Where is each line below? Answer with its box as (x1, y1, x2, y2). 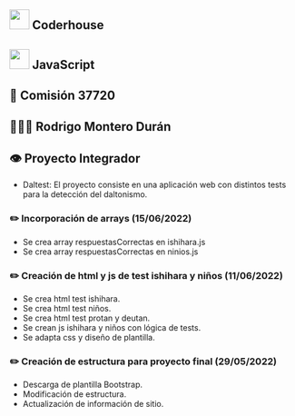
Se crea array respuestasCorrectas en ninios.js (22, 246, 199, 257)
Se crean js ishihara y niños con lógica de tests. (22, 322, 202, 332)
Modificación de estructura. (22, 389, 127, 400)
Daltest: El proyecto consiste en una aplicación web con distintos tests (22, 179, 287, 191)
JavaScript (31, 56, 95, 73)
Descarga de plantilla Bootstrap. (22, 379, 143, 391)
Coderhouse (31, 17, 104, 33)
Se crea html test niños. (22, 302, 112, 313)
